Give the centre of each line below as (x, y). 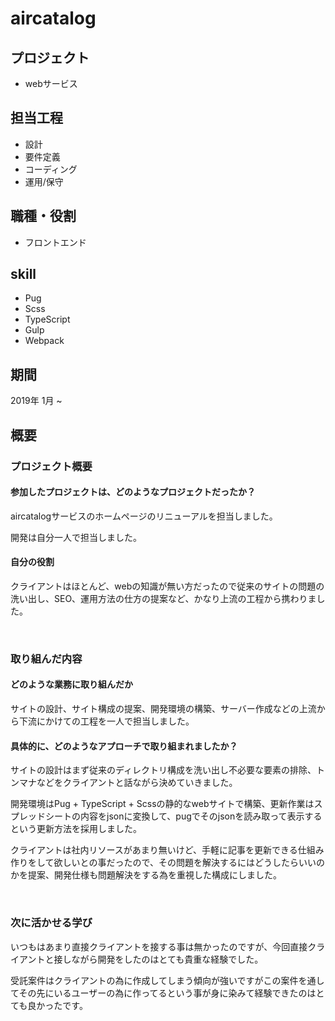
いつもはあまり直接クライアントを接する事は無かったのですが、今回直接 (159, 946)
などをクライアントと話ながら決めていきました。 (137, 783)
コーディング (51, 169)
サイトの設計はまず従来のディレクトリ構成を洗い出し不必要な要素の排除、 (163, 770)
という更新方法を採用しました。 (76, 829)
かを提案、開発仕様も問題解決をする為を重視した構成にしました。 (146, 875)
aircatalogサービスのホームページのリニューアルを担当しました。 (144, 516)
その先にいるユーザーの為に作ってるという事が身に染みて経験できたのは (167, 993)
